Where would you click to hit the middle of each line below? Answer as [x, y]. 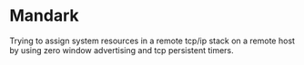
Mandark [44, 16]
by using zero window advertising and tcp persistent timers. [122, 50]
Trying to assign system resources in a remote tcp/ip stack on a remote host [152, 41]
